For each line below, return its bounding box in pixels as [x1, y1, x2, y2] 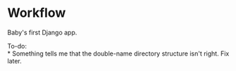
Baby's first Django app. [7, 28, 77, 37]
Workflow [7, 5, 66, 21]
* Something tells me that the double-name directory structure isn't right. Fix [7, 49, 230, 58]
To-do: [7, 41, 27, 50]
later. [7, 56, 23, 65]
